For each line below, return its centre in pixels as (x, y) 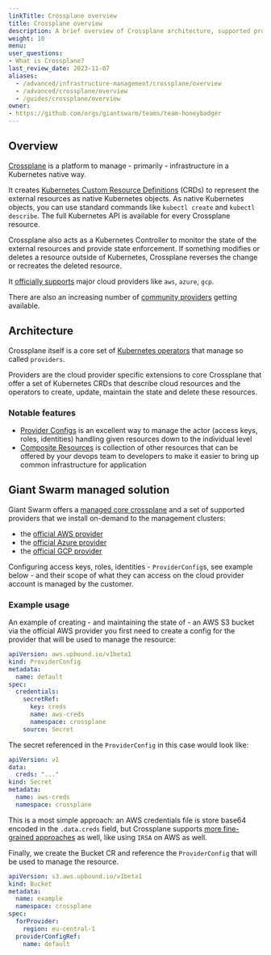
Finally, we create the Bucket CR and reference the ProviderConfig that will (133, 852)
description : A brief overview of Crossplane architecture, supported (129, 31)
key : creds (48, 707)
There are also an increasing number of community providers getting (123, 297)
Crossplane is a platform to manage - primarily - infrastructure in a (119, 166)
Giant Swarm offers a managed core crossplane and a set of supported (127, 509)
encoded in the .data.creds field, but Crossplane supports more (115, 828)
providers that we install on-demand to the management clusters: (117, 518)
